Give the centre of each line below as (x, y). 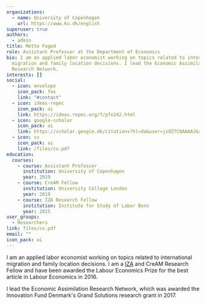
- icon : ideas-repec (38, 103)
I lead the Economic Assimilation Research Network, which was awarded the (103, 288)
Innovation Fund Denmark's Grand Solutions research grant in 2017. (91, 295)
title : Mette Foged (31, 47)
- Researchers (30, 223)
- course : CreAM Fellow (48, 183)
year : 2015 (36, 211)
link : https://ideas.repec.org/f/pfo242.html (77, 115)
